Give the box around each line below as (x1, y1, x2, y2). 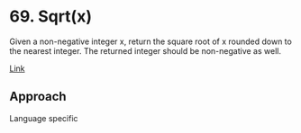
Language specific (9, 112, 78, 123)
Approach (9, 89, 67, 104)
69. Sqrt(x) (9, 6, 93, 27)
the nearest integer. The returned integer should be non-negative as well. (9, 45, 282, 56)
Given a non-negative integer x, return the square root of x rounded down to (9, 36, 293, 47)
